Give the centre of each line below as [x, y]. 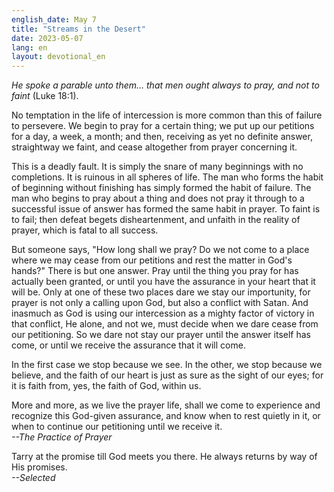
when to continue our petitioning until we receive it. [117, 427]
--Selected [33, 478]
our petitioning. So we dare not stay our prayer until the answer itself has [161, 335]
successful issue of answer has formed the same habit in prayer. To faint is [166, 209]
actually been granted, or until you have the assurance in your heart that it [163, 282]
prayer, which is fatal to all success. [85, 230]
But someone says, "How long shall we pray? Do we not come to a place [160, 250]
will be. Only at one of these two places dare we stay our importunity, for [161, 292]
